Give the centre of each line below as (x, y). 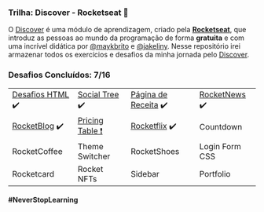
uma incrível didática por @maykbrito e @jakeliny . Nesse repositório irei (125, 46)
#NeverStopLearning (43, 200)
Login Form (220, 146)
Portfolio (215, 174)
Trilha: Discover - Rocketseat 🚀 (68, 13)
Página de (149, 94)
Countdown (221, 127)
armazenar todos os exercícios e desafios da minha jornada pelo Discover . (129, 55)
